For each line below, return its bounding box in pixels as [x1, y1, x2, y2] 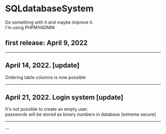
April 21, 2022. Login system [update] [5, 93, 124, 101]
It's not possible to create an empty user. [5, 106, 88, 112]
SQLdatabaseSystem [5, 3, 94, 14]
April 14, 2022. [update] [5, 61, 80, 69]
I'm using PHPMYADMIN [5, 24, 55, 30]
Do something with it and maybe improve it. [5, 19, 94, 25]
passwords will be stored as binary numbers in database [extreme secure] [5, 111, 157, 117]
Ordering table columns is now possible [5, 74, 86, 80]
